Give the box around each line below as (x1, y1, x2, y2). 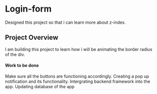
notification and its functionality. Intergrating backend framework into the (5, 78, 151, 84)
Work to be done (5, 63, 39, 68)
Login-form (5, 3, 52, 15)
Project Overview (5, 33, 58, 42)
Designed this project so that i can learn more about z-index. (5, 19, 126, 25)
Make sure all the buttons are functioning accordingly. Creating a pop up (5, 73, 149, 79)
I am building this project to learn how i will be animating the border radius (5, 46, 153, 52)
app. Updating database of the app (5, 83, 75, 89)
